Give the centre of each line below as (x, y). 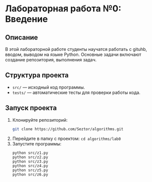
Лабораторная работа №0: (63, 9)
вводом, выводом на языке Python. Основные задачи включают (73, 54)
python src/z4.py (30, 166)
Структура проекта (37, 75)
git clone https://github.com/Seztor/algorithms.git (68, 129)
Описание (22, 37)
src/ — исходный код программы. (49, 87)
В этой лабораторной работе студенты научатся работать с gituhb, (76, 49)
